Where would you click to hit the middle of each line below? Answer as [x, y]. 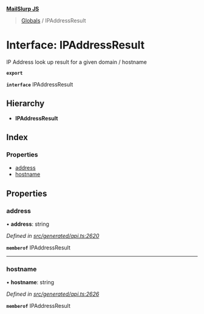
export [15, 73]
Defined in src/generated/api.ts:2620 [53, 236]
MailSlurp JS [23, 9]
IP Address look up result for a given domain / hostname [76, 62]
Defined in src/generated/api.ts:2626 [53, 294]
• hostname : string [30, 282]
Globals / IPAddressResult [53, 20]
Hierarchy [25, 104]
